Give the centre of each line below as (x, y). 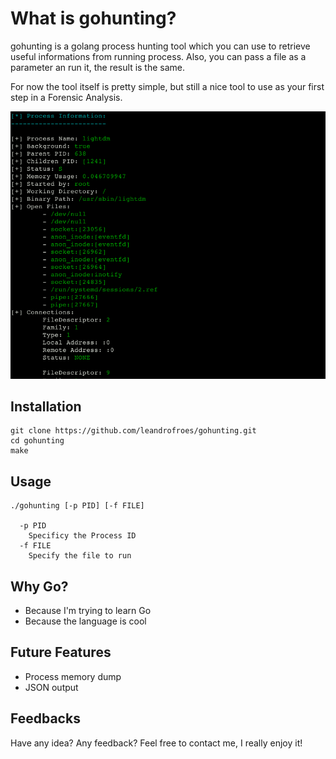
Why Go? (39, 586)
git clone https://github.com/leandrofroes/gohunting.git (133, 431)
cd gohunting (37, 441)
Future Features (61, 652)
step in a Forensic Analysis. (66, 97)
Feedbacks (45, 718)
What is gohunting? (93, 18)
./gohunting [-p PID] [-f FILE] (77, 506)
